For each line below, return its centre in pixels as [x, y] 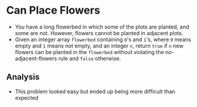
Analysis [23, 77]
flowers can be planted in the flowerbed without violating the [90, 52]
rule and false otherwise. [90, 58]
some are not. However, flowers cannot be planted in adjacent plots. [99, 33]
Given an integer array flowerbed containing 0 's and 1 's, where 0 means [103, 39]
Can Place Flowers [53, 10]
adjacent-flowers [36, 58]
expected [27, 97]
